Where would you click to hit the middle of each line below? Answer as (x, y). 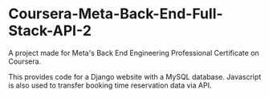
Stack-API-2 (50, 31)
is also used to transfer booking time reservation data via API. (110, 85)
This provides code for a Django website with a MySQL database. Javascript (135, 76)
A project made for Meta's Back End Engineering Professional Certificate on (134, 53)
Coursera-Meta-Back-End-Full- (116, 14)
